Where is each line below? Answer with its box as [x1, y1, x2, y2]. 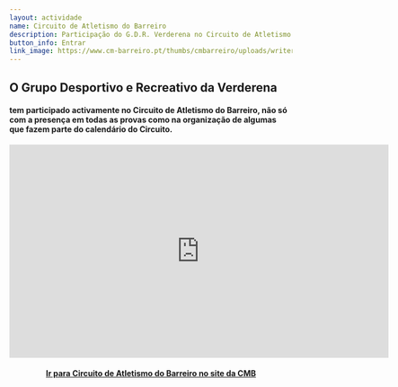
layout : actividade [9, 13, 83, 22]
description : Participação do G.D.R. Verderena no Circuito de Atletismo [9, 30, 292, 39]
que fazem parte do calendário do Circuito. [9, 124, 173, 135]
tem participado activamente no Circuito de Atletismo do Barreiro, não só [9, 105, 287, 116]
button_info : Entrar [9, 38, 87, 48]
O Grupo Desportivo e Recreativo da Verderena [9, 80, 278, 95]
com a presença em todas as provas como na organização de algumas [9, 114, 277, 126]
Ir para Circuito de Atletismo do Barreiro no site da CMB [46, 368, 256, 379]
